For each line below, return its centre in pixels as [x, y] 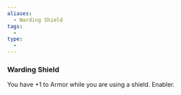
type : [15, 39]
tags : [15, 26]
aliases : [20, 13]
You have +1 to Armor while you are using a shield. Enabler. [91, 85]
